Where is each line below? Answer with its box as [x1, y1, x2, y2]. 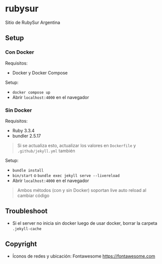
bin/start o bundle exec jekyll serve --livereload [12, 172, 120, 178]
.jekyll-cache [12, 226, 42, 231]
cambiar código [17, 192, 50, 198]
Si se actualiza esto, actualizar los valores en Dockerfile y [17, 142, 136, 148]
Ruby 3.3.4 [12, 127, 35, 133]
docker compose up [12, 90, 51, 95]
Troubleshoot [5, 207, 48, 215]
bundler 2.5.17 [12, 133, 41, 139]
